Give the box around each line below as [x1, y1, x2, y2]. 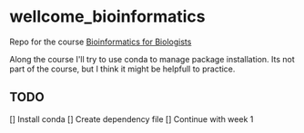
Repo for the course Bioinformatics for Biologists [9, 36, 192, 47]
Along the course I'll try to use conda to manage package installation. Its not [9, 53, 296, 64]
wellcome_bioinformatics [9, 6, 206, 27]
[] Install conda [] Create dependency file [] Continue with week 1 [9, 113, 254, 124]
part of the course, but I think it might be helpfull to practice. [9, 63, 236, 74]
